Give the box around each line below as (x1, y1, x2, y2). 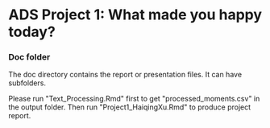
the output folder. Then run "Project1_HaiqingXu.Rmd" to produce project (8, 102, 251, 112)
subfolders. (8, 78, 47, 88)
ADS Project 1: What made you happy (8, 6, 263, 24)
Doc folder (8, 52, 51, 63)
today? (8, 23, 56, 41)
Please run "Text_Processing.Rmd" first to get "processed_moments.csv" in (8, 94, 260, 104)
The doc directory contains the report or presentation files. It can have (8, 70, 243, 80)
